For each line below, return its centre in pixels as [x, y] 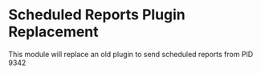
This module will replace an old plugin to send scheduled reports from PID [131, 54]
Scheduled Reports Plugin [97, 15]
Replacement [53, 32]
